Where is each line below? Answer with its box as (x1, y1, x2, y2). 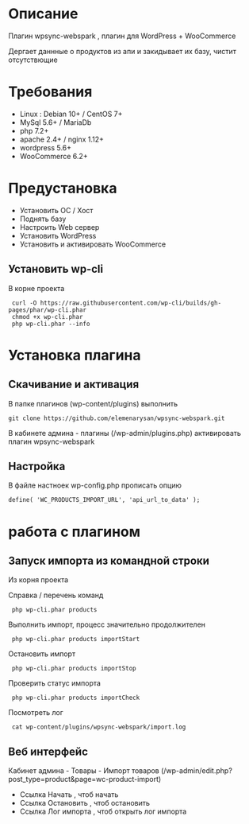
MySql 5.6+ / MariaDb (19, 117, 92, 127)
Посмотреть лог (8, 708, 63, 717)
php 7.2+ (19, 126, 49, 135)
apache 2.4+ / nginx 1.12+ (19, 134, 105, 144)
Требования (8, 83, 93, 101)
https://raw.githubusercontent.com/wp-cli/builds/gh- (40, 299, 222, 307)
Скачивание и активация (8, 378, 140, 391)
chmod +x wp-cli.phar (11, 313, 83, 321)
